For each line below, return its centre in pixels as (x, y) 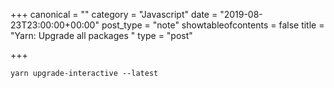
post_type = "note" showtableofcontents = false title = (213, 25)
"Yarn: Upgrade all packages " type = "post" (101, 35)
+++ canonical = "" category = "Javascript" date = (114, 14)
